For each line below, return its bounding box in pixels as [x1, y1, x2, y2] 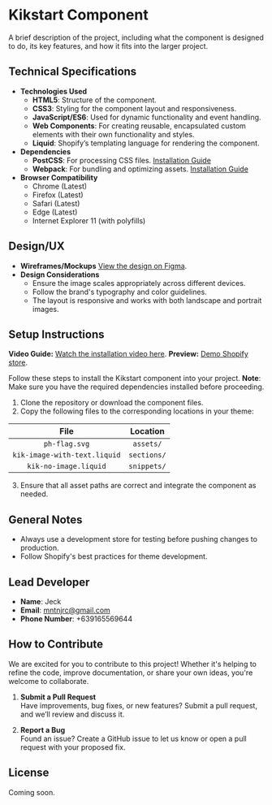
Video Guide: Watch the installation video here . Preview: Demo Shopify [8, 349, 249, 359]
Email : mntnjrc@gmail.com [19, 605, 111, 615]
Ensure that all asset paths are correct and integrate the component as [19, 481, 257, 491]
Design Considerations [19, 270, 100, 279]
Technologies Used [19, 86, 88, 96]
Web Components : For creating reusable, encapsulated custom [32, 120, 246, 131]
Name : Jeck [19, 597, 62, 606]
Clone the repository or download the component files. [19, 398, 204, 408]
